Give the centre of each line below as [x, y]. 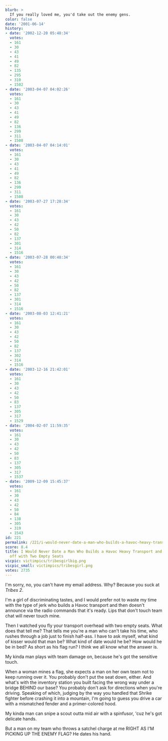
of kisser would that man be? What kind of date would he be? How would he [83, 642]
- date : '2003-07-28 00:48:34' [38, 257]
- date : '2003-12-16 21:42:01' [38, 370]
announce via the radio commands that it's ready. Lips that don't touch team [84, 610]
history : [14, 29]
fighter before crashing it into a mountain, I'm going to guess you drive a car [83, 698]
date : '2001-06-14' [25, 24]
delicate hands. [21, 718]
